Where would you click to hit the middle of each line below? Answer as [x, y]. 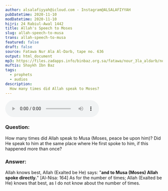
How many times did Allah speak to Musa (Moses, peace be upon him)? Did [83, 138]
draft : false [19, 47]
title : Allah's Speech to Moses [39, 28]
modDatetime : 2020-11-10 [31, 19]
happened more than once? [34, 149]
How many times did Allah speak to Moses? [54, 89]
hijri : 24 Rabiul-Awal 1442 [34, 24]
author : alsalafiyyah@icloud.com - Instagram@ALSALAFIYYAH [68, 10]
